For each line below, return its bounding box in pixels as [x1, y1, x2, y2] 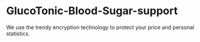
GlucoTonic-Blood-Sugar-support [6, 4, 178, 18]
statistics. [6, 30, 30, 37]
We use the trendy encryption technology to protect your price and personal [6, 24, 195, 31]
